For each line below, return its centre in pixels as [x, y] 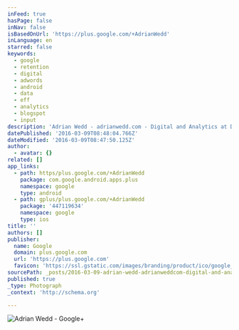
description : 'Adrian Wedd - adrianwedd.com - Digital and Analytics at [117, 127]
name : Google [33, 246]
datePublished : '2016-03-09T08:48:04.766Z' [73, 133]
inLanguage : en [30, 41]
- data [23, 93]
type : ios [35, 220]
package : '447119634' [52, 206]
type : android [41, 193]
